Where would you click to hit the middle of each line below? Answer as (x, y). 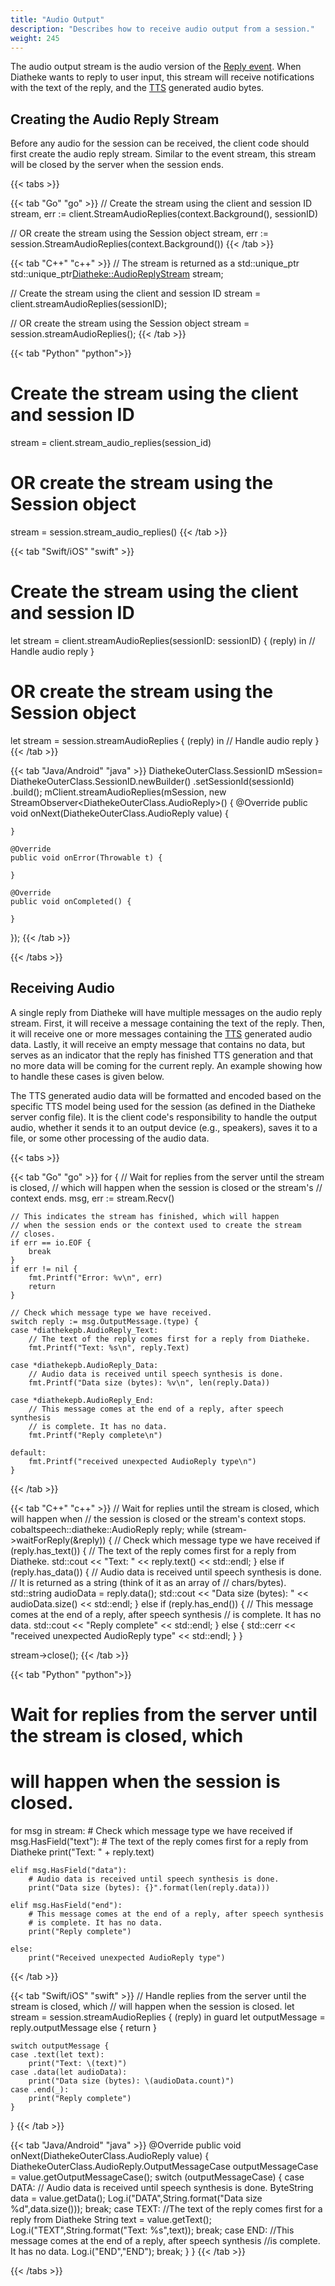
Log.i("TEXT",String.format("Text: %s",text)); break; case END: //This (152, 2230)
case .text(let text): (57, 2054)
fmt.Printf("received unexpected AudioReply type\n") (142, 1461)
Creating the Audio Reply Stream (115, 119)
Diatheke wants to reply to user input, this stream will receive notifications (162, 77)
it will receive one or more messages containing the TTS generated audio (161, 1033)
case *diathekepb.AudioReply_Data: (84, 1365)
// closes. (33, 1234)
